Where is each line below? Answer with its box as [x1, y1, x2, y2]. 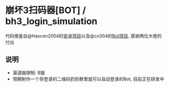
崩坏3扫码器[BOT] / [5, 5, 86, 16]
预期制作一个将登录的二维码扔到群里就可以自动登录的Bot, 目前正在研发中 [12, 76, 164, 82]
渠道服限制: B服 [12, 69, 45, 75]
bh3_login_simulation [5, 16, 98, 27]
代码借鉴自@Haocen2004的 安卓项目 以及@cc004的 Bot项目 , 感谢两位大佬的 [5, 33, 162, 39]
